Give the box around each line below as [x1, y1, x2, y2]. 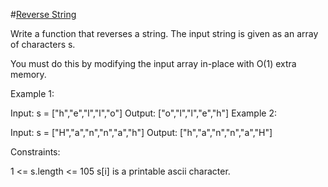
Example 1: [10, 88, 55, 99]
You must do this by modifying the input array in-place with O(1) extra [10, 58, 297, 69]
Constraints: [10, 146, 61, 158]
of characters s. [10, 39, 76, 50]
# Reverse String [10, 9, 77, 20]
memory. [10, 69, 47, 80]
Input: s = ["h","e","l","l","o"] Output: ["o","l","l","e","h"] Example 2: [10, 107, 277, 119]
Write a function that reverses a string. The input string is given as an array [10, 28, 319, 39]
